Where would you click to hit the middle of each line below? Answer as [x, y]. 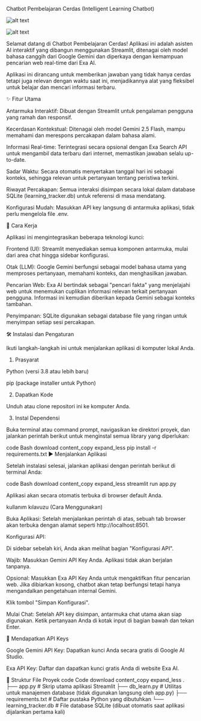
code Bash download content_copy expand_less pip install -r [81, 448]
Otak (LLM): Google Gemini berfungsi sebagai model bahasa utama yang [96, 267]
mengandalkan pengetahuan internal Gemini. [62, 591]
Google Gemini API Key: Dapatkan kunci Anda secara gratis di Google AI [95, 650]
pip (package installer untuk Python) [51, 383]
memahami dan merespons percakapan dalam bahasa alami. [81, 135]
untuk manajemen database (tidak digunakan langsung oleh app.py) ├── [97, 693]
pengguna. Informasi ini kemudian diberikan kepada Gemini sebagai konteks [100, 298]
